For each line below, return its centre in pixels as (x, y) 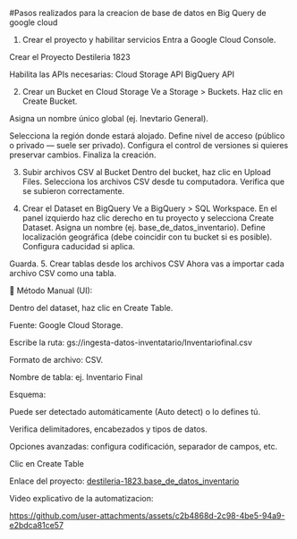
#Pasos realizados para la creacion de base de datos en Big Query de (138, 13)
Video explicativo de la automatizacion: (81, 498)
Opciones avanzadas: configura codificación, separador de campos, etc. (144, 446)
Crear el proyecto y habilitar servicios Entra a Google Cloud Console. (149, 40)
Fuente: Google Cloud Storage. (66, 325)
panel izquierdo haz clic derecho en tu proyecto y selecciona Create (148, 218)
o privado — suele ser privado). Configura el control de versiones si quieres (149, 145)
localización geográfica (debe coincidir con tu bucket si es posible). (147, 237)
